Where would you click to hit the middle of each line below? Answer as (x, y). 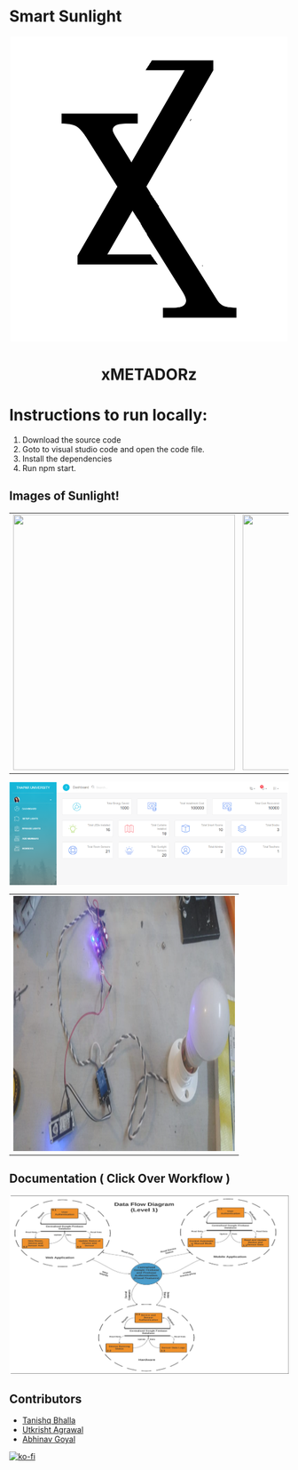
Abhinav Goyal (49, 1439)
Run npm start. (49, 468)
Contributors (46, 1398)
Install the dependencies (67, 459)
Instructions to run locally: (109, 415)
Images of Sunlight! (64, 496)
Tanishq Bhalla (49, 1420)
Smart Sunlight (66, 16)
